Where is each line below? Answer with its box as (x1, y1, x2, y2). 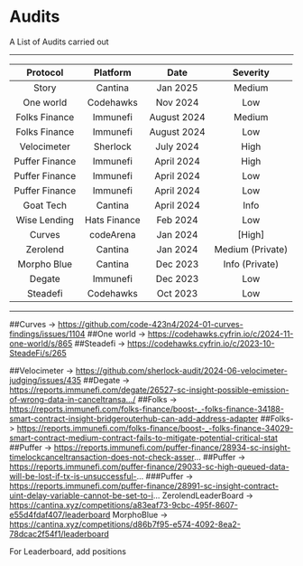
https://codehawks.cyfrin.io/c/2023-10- (127, 337, 275, 349)
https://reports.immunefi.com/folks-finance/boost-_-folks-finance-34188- (9, 403, 284, 414)
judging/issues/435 (9, 374, 82, 385)
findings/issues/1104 (9, 328, 86, 339)
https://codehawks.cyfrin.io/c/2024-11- (147, 328, 294, 339)
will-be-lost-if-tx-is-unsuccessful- (9, 470, 137, 481)
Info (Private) (223, 258, 280, 270)
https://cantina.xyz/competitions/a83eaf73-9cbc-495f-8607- (9, 499, 239, 510)
